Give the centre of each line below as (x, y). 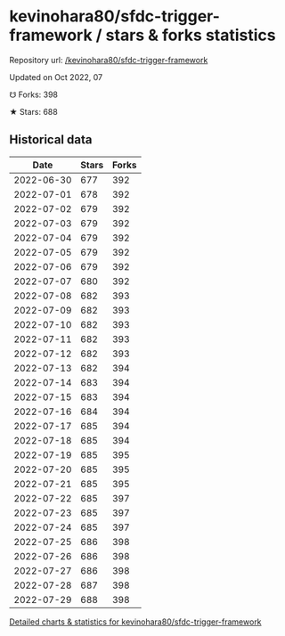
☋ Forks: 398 (34, 94)
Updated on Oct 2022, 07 (56, 77)
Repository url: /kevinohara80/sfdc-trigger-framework (109, 60)
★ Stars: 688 (33, 111)
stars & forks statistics (191, 35)
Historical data (51, 140)
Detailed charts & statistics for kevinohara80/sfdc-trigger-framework (135, 622)
